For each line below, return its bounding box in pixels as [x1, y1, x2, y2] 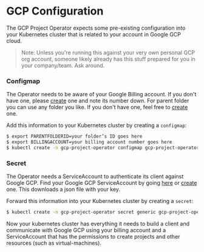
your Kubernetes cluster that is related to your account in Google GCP [6, 30, 181, 38]
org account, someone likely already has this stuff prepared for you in [21, 55, 195, 62]
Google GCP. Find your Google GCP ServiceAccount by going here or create [6, 179, 197, 187]
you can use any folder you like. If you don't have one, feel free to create [6, 104, 188, 111]
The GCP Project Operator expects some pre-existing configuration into [6, 24, 186, 31]
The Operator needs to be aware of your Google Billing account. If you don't [6, 91, 197, 98]
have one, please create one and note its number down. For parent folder [6, 97, 189, 104]
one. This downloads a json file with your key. [6, 186, 120, 193]
